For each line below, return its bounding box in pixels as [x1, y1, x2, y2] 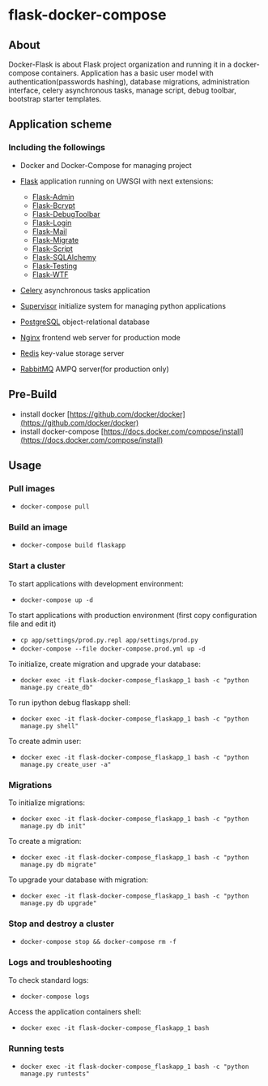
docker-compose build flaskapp [19, 542, 126, 550]
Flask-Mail [32, 226, 67, 236]
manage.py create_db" [19, 683, 93, 691]
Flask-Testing [32, 261, 78, 270]
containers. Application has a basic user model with [41, 68, 214, 78]
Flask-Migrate [32, 235, 79, 244]
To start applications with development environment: [8, 578, 184, 588]
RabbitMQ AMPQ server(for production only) [19, 364, 169, 374]
